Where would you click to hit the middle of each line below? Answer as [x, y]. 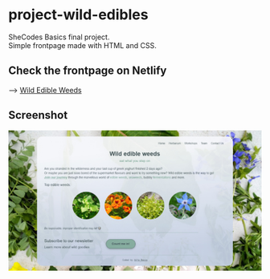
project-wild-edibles [78, 15]
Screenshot [38, 115]
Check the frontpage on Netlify [88, 71]
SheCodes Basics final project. [59, 37]
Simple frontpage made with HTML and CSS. [82, 45]
